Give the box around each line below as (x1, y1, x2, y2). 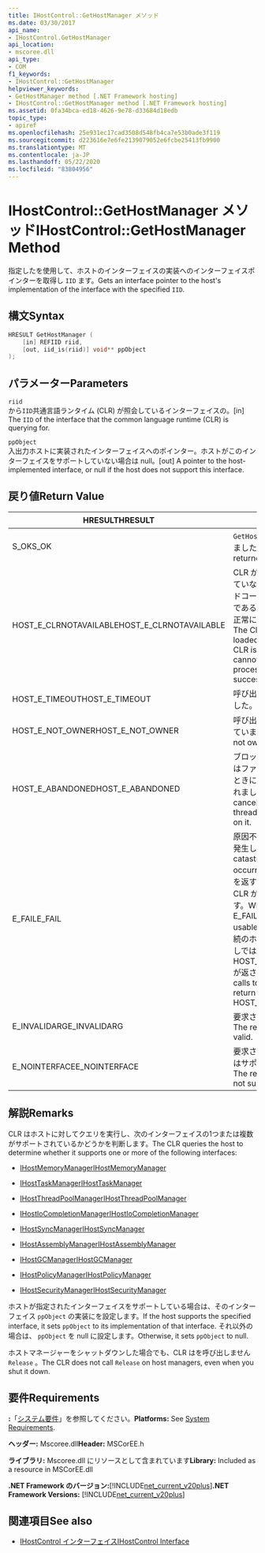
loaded (233, 634, 259, 645)
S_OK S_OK (12, 541, 52, 552)
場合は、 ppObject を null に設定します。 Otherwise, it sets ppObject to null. (8, 1331, 249, 1340)
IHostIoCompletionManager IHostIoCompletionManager (19, 1209, 200, 1218)
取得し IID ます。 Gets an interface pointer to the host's (42, 275, 222, 285)
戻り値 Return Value (8, 490, 105, 503)
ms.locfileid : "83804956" (8, 166, 93, 173)
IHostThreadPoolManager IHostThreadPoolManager (19, 1194, 187, 1203)
